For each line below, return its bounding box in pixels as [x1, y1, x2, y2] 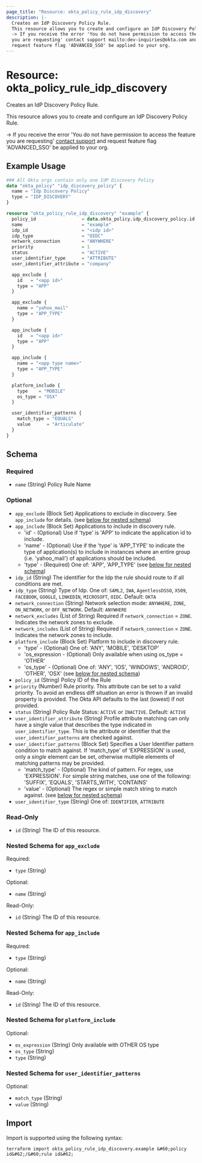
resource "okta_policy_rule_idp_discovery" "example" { [6, 210, 149, 216]
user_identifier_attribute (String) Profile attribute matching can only [14, 715, 189, 722]
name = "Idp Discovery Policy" [11, 188, 90, 195]
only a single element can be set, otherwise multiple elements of [14, 753, 175, 760]
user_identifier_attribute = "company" [11, 260, 112, 267]
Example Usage [6, 161, 66, 172]
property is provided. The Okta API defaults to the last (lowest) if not [14, 695, 185, 703]
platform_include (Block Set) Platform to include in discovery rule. [14, 638, 180, 645]
